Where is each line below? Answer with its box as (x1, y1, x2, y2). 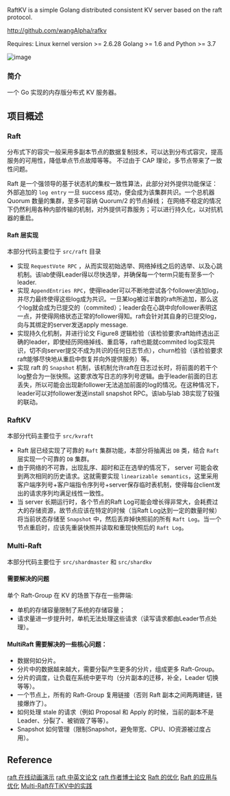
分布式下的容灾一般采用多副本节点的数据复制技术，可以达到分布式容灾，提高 (7, 148, 223, 156)
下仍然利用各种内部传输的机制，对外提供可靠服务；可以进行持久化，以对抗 (7, 205, 217, 213)
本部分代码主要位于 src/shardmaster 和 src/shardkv (7, 557, 152, 565)
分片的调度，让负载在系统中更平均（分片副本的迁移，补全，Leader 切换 (16, 674, 219, 682)
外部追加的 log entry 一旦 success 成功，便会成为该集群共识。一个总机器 (7, 188, 215, 196)
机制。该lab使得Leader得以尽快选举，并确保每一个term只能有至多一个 (16, 270, 215, 279)
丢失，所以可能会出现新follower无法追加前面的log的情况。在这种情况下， (16, 381, 222, 389)
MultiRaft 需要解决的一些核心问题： (7, 640, 107, 648)
